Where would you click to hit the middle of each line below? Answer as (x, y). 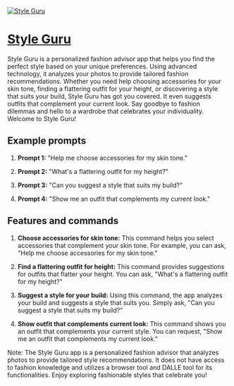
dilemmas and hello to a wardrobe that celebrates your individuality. (106, 111)
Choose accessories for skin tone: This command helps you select (116, 238)
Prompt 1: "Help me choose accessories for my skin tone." (103, 158)
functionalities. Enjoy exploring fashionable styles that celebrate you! (107, 375)
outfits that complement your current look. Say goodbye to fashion (104, 104)
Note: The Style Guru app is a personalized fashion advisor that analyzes (113, 352)
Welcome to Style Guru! (42, 118)
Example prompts (47, 141)
